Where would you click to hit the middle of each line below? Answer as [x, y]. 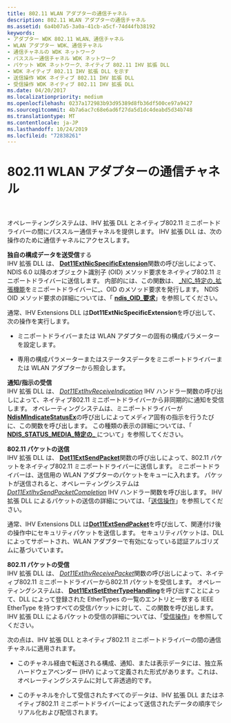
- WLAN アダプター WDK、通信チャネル [55, 46]
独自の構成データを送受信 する [49, 255]
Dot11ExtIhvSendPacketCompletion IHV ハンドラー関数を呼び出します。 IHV [115, 492]
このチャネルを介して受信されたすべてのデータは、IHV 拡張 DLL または [118, 695]
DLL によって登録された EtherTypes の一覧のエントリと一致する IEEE [116, 599]
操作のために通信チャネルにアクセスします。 [70, 240]
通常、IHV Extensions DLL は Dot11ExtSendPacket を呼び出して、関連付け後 [114, 524]
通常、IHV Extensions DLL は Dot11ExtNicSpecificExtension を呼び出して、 [113, 313]
